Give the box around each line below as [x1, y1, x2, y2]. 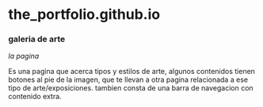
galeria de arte [8, 34, 66, 45]
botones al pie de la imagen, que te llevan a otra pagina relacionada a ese [8, 75, 248, 84]
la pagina [8, 51, 40, 61]
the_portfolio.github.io [8, 6, 161, 24]
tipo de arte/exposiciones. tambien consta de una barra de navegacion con [8, 83, 253, 93]
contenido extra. [8, 92, 62, 101]
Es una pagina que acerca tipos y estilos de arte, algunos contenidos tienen [8, 67, 256, 76]
